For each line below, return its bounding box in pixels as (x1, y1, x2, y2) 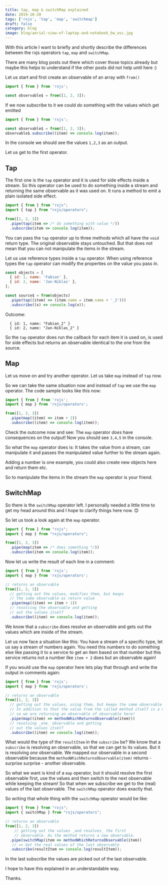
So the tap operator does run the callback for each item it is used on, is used (5, 334, 163, 340)
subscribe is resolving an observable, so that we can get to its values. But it (5, 744, 160, 750)
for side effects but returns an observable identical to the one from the (5, 339, 150, 345)
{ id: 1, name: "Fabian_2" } (9, 321, 70, 326)
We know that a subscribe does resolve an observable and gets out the (5, 623, 151, 629)
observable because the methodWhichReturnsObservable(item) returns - (5, 755, 152, 761)
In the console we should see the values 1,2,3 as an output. (5, 139, 128, 145)
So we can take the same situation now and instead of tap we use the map (5, 382, 156, 388)
